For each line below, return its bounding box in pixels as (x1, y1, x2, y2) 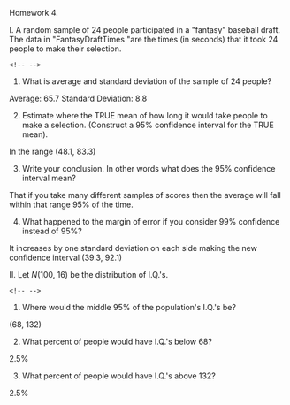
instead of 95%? (21, 225, 82, 236)
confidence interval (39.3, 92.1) (9, 252, 122, 263)
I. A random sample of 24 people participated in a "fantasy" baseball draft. (9, 25, 281, 34)
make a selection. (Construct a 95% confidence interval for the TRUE (21, 119, 274, 130)
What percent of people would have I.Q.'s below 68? (21, 336, 212, 347)
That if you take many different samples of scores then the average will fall (9, 190, 281, 200)
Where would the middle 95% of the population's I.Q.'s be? (21, 302, 237, 312)
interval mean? (21, 172, 77, 183)
